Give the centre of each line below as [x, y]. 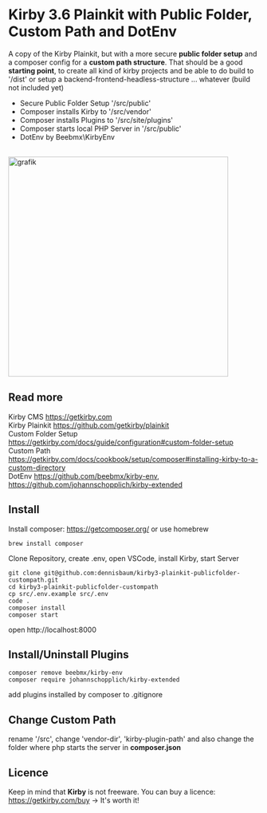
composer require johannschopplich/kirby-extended [94, 680]
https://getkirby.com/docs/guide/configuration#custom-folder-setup [121, 442]
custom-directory [37, 468]
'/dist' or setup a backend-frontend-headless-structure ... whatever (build [130, 79]
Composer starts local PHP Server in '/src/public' [100, 128]
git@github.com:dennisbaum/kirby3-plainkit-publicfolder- [142, 573]
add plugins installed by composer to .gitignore [86, 695]
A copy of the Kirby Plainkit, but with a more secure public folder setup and [133, 53]
